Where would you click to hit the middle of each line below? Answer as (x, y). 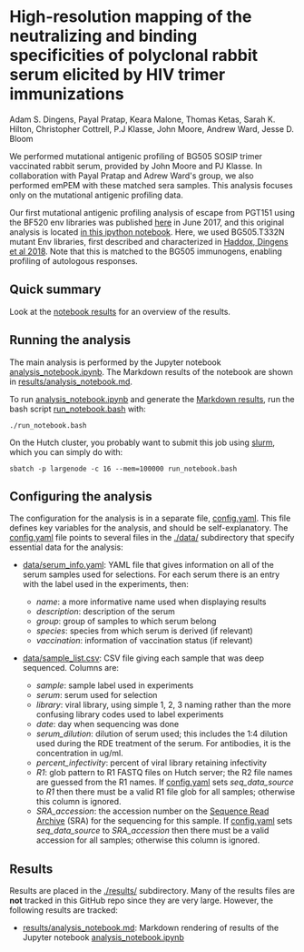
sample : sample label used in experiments (115, 685)
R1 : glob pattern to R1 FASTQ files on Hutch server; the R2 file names (164, 773)
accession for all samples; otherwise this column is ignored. (148, 840)
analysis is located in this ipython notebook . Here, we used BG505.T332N (147, 232)
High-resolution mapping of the (131, 17)
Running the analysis (70, 340)
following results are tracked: (64, 910)
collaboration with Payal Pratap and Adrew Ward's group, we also (132, 176)
